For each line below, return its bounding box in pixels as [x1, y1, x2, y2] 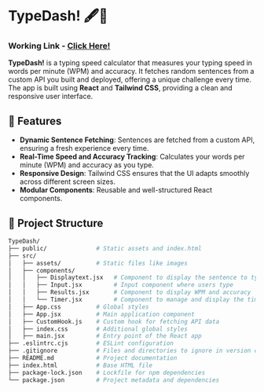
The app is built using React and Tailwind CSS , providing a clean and [8, 83, 233, 93]
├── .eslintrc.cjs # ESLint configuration [8, 339, 174, 347]
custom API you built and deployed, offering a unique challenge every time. [8, 75, 251, 84]
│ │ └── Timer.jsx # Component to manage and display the [8, 296, 244, 304]
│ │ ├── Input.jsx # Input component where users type [8, 281, 234, 289]
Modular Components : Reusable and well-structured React [19, 185, 213, 195]
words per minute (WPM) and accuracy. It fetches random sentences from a [8, 67, 255, 76]
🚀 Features [8, 114, 62, 127]
